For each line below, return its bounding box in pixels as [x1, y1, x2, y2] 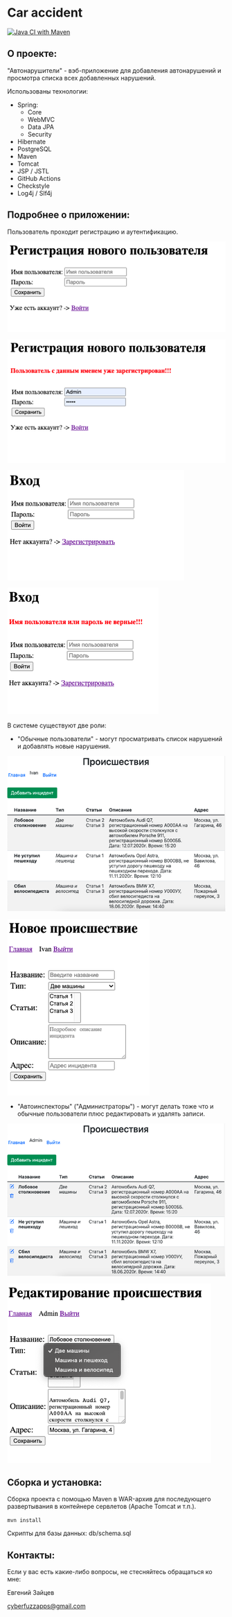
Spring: [17, 101, 39, 109]
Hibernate [17, 137, 46, 146]
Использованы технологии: [7, 87, 89, 95]
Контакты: [7, 1549, 55, 1561]
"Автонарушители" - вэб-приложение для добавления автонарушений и [7, 66, 222, 74]
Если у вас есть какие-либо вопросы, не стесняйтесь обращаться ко [7, 1568, 213, 1576]
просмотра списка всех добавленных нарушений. [7, 73, 157, 82]
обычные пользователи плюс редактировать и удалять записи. [17, 1109, 206, 1118]
